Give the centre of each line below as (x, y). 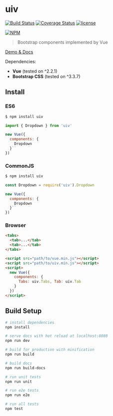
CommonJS (20, 166)
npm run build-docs (25, 368)
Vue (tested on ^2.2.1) (35, 71)
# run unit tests (23, 377)
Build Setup (23, 311)
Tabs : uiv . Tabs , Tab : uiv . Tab (50, 282)
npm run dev (17, 341)
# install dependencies (30, 322)
